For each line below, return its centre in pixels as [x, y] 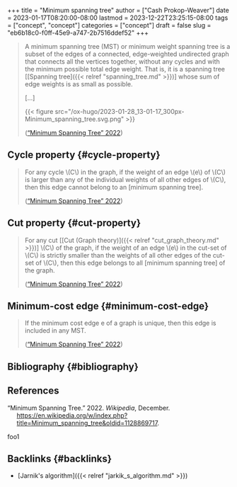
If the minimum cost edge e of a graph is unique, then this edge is [120, 323]
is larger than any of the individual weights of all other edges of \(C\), [125, 179]
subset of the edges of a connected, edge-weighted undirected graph [127, 54]
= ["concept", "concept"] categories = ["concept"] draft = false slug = [109, 25]
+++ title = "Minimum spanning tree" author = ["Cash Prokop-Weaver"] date [118, 10]
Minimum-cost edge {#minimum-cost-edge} [108, 306]
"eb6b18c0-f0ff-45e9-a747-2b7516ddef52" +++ [78, 33]
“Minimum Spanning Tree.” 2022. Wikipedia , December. [89, 408]
